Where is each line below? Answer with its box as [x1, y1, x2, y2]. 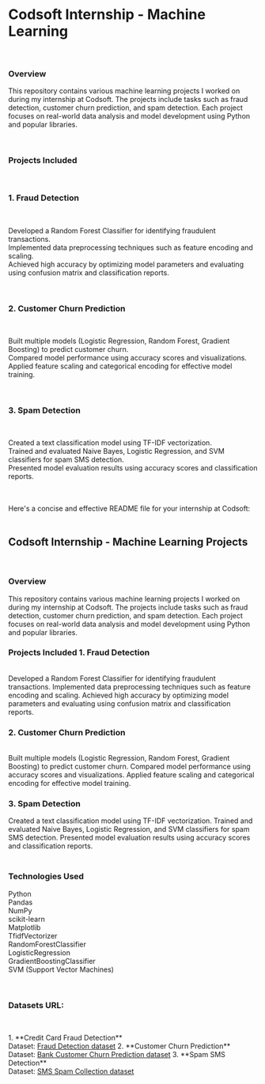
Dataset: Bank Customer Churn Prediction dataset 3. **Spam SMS [8, 1050, 225, 1059]
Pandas [8, 897, 33, 907]
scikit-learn [8, 914, 45, 923]
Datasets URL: [8, 999, 65, 1010]
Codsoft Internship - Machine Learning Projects [8, 535, 248, 549]
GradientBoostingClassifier [8, 956, 97, 965]
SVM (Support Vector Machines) [8, 965, 115, 974]
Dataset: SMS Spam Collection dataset [8, 1067, 134, 1076]
